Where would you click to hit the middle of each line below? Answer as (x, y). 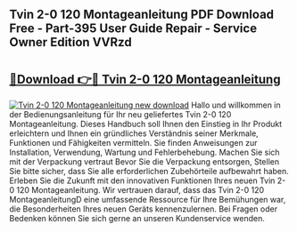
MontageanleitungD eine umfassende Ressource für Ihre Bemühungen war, (148, 200)
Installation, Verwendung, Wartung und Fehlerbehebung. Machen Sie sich (144, 152)
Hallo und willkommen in (236, 105)
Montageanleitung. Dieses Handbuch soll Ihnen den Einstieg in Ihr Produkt (146, 124)
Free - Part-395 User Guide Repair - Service (133, 29)
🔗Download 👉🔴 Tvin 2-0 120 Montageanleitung (145, 79)
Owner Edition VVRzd (70, 42)
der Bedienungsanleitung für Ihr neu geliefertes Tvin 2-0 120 (120, 114)
